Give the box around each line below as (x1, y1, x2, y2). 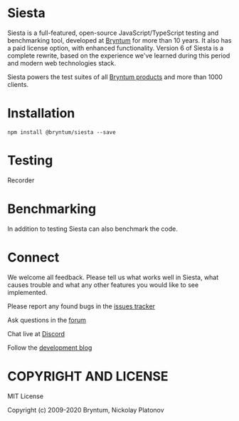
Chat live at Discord (7, 329, 65, 338)
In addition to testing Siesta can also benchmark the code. (7, 224, 178, 233)
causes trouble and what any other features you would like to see (7, 280, 199, 289)
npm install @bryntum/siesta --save (7, 128, 116, 136)
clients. (7, 80, 29, 88)
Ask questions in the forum (7, 316, 87, 324)
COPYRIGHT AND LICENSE (7, 368, 169, 384)
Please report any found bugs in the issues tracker (7, 301, 155, 311)
